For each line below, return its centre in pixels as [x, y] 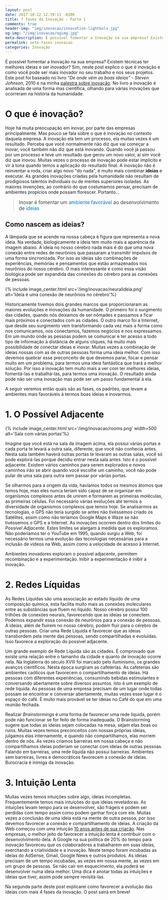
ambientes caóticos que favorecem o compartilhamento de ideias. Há [77, 672]
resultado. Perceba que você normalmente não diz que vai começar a [77, 144]
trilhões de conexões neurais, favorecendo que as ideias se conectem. [78, 614]
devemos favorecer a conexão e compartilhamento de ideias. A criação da [82, 823]
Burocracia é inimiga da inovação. [40, 762]
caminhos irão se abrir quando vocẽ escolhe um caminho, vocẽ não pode [81, 470]
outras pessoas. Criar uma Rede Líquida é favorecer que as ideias [73, 631]
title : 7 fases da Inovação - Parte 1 [45, 19]
